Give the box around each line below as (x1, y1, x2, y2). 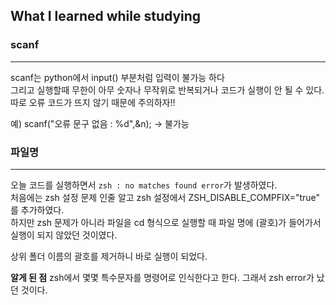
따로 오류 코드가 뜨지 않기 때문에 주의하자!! (10, 96, 176, 108)
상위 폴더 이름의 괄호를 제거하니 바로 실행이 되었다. (10, 250, 208, 262)
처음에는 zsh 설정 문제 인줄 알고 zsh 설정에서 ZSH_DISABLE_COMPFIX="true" (10, 191, 321, 203)
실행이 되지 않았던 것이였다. (10, 229, 118, 241)
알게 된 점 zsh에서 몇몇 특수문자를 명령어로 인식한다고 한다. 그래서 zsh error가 (10, 271, 315, 283)
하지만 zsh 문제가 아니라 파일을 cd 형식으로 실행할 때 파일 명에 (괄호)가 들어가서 (10, 216, 322, 228)
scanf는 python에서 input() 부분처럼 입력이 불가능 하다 (10, 71, 225, 83)
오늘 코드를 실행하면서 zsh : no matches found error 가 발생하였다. (10, 179, 278, 191)
